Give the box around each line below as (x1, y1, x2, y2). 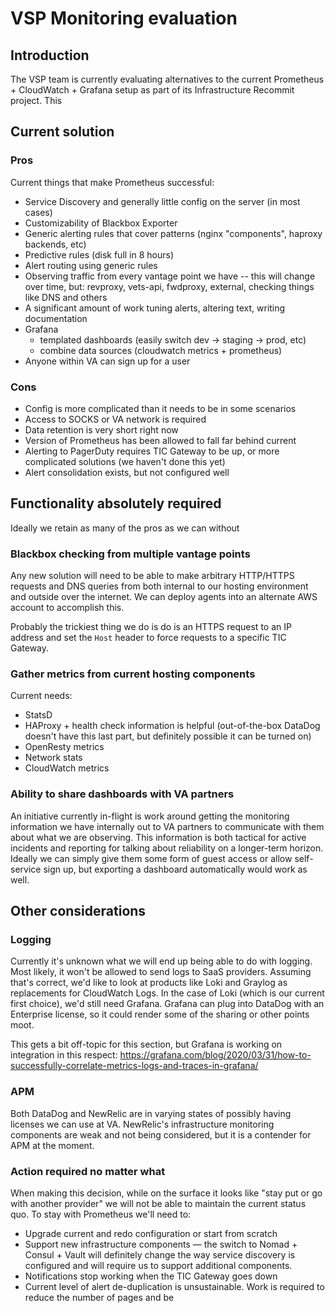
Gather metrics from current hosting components (10, 667, 256, 681)
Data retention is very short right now (24, 423, 179, 436)
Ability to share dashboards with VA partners (10, 787, 235, 801)
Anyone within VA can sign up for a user (24, 355, 191, 367)
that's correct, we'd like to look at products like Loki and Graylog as (10, 977, 288, 989)
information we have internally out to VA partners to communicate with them (10, 820, 325, 832)
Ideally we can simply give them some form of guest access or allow (10, 852, 293, 864)
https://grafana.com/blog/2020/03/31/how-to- (119, 1049, 312, 1061)
